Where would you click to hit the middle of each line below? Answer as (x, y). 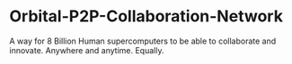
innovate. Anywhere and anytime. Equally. (87, 50)
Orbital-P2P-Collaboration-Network (146, 16)
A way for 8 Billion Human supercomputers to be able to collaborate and (143, 41)
